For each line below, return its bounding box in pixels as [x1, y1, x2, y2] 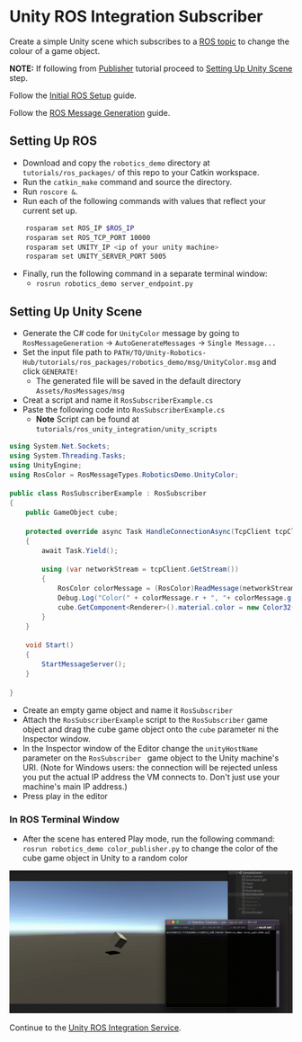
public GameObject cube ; [25, 508, 119, 518]
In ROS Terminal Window [9, 813, 120, 825]
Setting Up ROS [9, 133, 97, 149]
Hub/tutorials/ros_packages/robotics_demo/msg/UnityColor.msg [22, 358, 261, 368]
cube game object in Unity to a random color [22, 852, 189, 863]
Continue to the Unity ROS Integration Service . [9, 1022, 182, 1033]
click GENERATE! [22, 366, 79, 377]
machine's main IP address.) [22, 780, 128, 792]
